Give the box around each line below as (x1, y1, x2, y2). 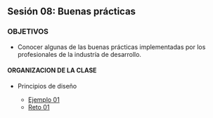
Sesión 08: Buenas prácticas (7, 6, 136, 18)
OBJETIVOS (7, 27, 49, 37)
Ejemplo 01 (27, 95, 60, 104)
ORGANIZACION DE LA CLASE (7, 66, 97, 74)
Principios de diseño (17, 81, 77, 90)
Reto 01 (27, 103, 50, 111)
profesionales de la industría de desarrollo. (17, 50, 142, 58)
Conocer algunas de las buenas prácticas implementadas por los (17, 42, 206, 51)
